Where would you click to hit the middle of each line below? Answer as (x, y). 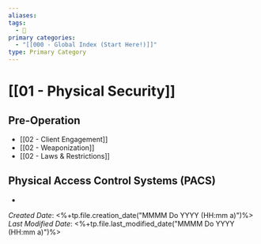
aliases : (23, 15)
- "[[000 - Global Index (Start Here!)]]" (86, 45)
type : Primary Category (47, 52)
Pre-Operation (44, 120)
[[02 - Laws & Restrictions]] (65, 156)
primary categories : (42, 38)
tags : (17, 23)
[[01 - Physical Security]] (92, 91)
